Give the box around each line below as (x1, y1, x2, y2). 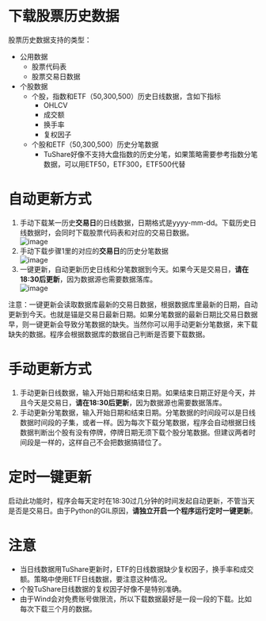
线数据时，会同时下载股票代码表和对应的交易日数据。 (19, 228, 194, 237)
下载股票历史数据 (8, 7, 120, 25)
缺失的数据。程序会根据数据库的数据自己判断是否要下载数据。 (8, 329, 210, 339)
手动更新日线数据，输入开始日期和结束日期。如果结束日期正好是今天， (19, 388, 249, 397)
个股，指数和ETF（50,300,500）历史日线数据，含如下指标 (31, 91, 222, 101)
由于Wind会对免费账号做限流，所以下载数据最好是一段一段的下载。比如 (19, 594, 252, 604)
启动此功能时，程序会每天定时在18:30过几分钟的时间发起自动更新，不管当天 (8, 496, 255, 505)
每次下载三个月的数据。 (19, 604, 97, 613)
